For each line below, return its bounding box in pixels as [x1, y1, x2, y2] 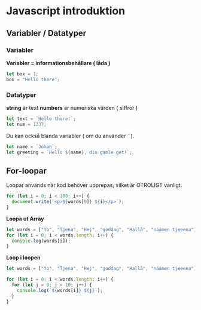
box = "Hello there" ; [6, 76, 60, 82]
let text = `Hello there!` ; [6, 115, 77, 122]
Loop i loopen [6, 254, 41, 261]
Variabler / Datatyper [6, 28, 87, 38]
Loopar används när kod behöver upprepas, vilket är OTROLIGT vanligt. [6, 182, 182, 189]
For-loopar [6, 165, 47, 176]
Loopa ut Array [6, 215, 44, 222]
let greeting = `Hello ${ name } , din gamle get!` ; [6, 149, 133, 155]
